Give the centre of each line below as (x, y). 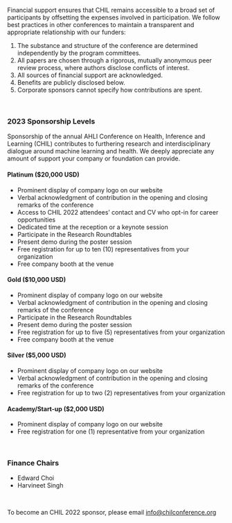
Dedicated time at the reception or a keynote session (92, 227)
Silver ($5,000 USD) (37, 355)
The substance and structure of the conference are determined (108, 45)
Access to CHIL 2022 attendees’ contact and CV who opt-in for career (118, 212)
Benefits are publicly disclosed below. (71, 82)
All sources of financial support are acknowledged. (90, 75)
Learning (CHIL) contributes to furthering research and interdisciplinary (109, 144)
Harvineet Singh (40, 485)
